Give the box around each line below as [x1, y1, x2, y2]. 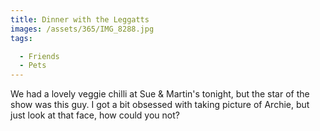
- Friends [19, 51, 60, 61]
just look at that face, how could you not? [10, 109, 180, 121]
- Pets [19, 61, 47, 71]
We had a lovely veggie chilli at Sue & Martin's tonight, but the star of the [10, 88, 310, 100]
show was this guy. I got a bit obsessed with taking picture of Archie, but [10, 99, 310, 111]
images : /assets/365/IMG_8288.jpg [10, 24, 155, 34]
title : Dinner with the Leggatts [10, 14, 150, 25]
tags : [10, 33, 33, 43]
